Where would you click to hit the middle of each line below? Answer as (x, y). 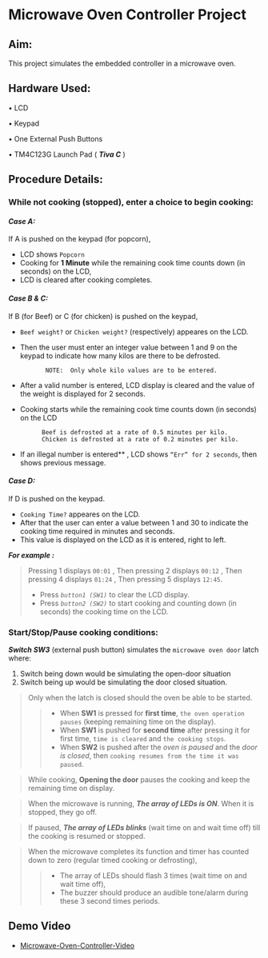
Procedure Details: (56, 180)
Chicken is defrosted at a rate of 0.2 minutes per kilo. (140, 439)
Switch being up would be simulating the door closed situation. (124, 682)
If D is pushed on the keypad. (57, 498)
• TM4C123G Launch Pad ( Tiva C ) (67, 154)
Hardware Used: (50, 88)
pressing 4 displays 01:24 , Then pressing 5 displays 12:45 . (125, 579)
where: (20, 658)
